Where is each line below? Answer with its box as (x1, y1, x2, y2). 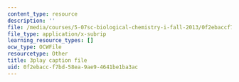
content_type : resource (7, 10, 78, 18)
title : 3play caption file (7, 57, 87, 64)
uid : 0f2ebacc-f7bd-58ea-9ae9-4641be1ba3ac (7, 63, 139, 71)
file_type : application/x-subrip (7, 30, 107, 38)
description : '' (7, 17, 55, 24)
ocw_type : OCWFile (7, 43, 62, 51)
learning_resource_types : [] (7, 37, 94, 44)
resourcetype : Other (7, 51, 69, 58)
